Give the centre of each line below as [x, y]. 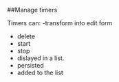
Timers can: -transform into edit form [60, 23]
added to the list [40, 72]
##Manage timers [32, 10]
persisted [31, 65]
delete [26, 36]
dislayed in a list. [41, 58]
